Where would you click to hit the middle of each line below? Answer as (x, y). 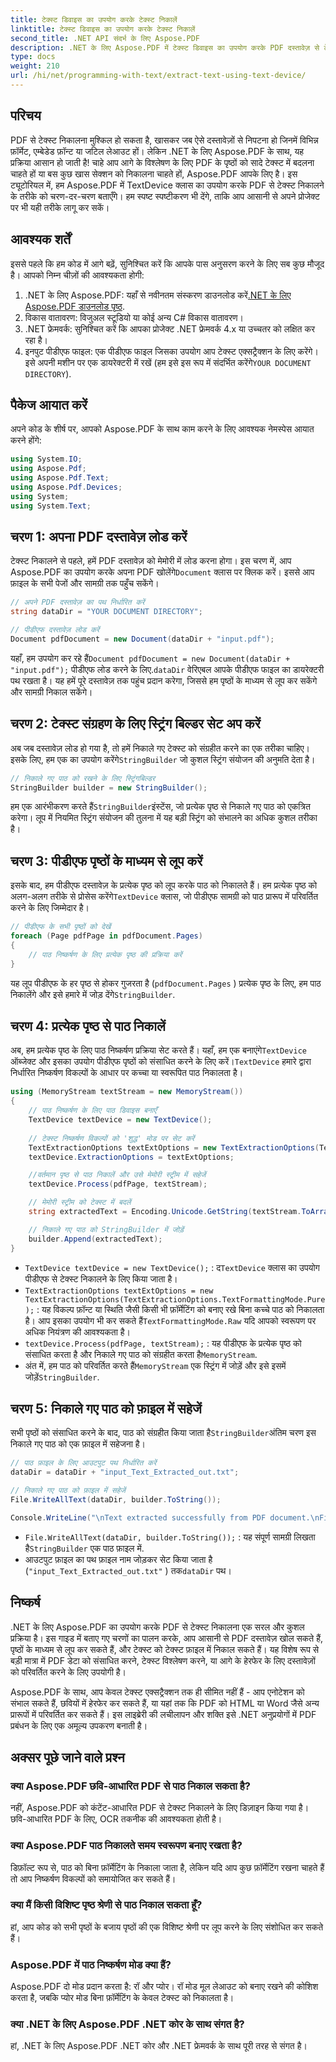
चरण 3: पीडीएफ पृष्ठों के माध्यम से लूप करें (106, 861)
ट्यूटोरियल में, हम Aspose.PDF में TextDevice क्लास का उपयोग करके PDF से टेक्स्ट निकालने (167, 185)
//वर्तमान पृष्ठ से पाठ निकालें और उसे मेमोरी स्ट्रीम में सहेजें (117, 1175)
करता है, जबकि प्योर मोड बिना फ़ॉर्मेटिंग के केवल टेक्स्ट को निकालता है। (122, 1998)
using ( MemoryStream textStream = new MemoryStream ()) (127, 1092)
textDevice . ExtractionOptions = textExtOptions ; (131, 1157)
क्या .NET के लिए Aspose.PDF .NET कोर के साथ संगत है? (127, 2024)
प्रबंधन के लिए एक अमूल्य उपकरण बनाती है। (79, 1725)
